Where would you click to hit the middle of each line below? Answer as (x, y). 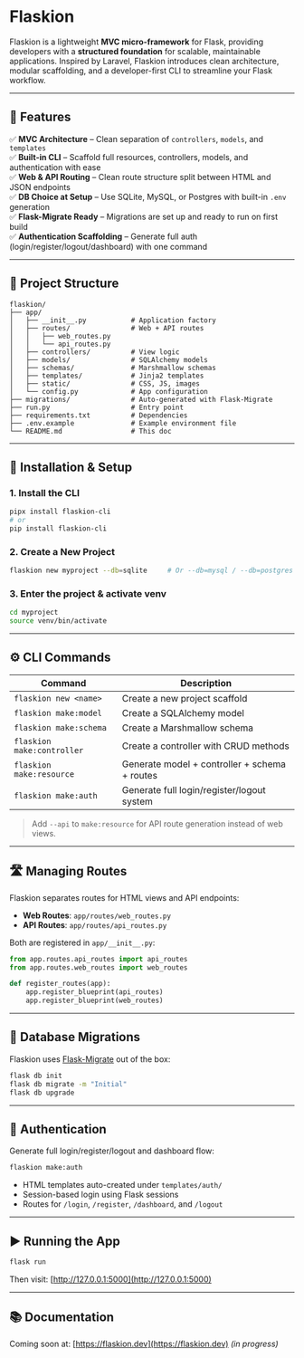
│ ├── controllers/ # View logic (95, 352)
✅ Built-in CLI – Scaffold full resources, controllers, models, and (129, 157)
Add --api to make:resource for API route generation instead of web (157, 823)
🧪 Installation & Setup (71, 467)
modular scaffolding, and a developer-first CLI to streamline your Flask (141, 71)
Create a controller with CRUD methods (205, 746)
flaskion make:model (58, 713)
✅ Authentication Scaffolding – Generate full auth (104, 236)
